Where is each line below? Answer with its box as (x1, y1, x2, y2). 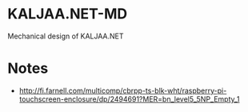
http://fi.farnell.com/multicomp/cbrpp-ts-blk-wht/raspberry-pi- (18, 86, 227, 95)
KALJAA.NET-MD (7, 5, 128, 23)
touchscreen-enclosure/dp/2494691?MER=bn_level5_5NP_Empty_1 (18, 94, 240, 104)
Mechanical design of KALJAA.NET (7, 31, 125, 41)
